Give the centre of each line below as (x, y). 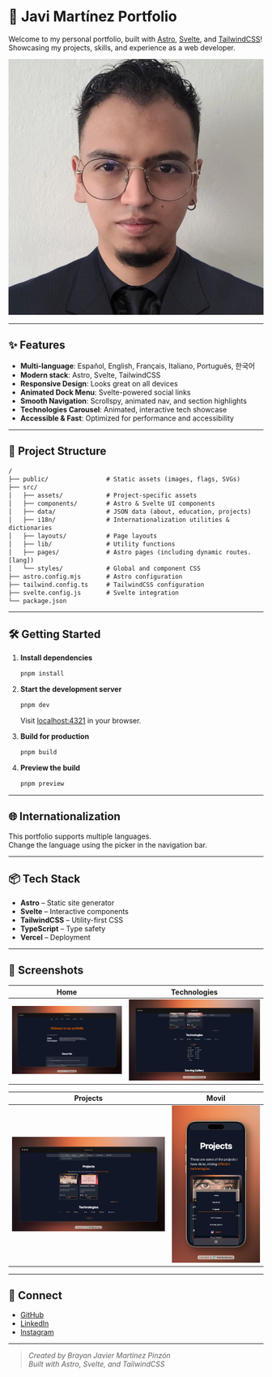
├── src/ (23, 487)
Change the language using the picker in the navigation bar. (108, 844)
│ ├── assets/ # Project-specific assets (103, 495)
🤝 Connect (35, 1295)
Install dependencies (56, 658)
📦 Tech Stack (45, 879)
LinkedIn (34, 1323)
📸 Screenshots (46, 970)
